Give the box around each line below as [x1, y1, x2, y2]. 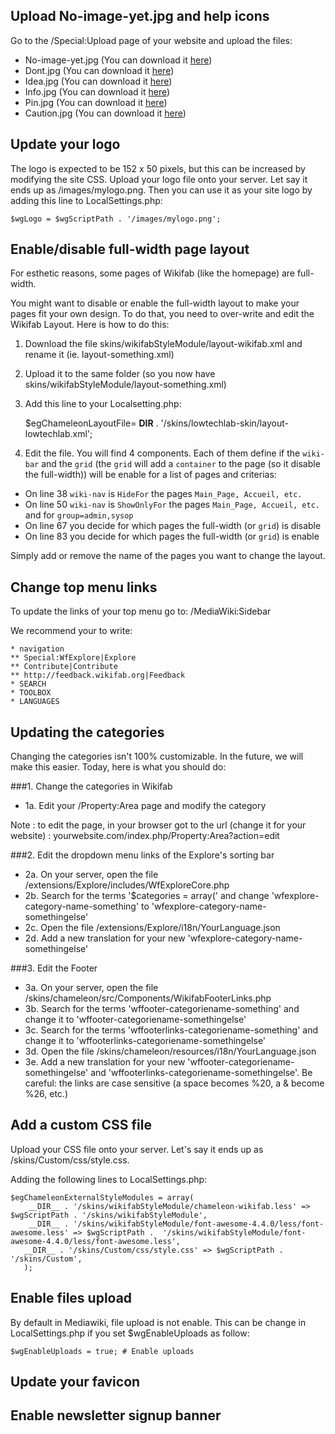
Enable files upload [10, 1290, 133, 1307]
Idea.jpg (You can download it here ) [24, 75, 173, 87]
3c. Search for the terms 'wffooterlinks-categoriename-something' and [24, 1024, 319, 1036]
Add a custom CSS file [10, 1117, 152, 1134]
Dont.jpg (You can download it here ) [24, 64, 175, 76]
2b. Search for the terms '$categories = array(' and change [24, 890, 270, 902]
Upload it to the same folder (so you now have [24, 368, 216, 380]
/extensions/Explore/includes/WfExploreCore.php [24, 879, 230, 891]
